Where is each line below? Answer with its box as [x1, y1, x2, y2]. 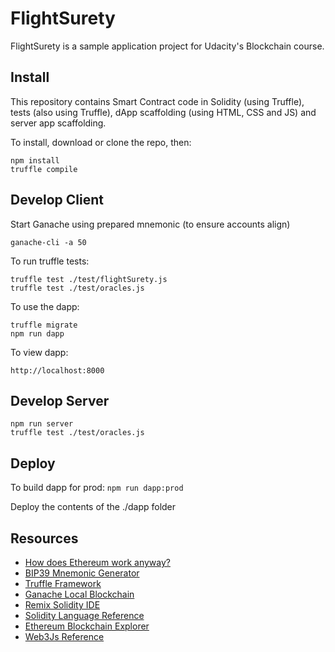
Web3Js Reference [24, 631, 105, 642]
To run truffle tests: [10, 255, 90, 267]
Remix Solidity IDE [24, 599, 101, 611]
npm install [10, 155, 60, 166]
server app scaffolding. [10, 117, 107, 129]
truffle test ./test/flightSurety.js [10, 274, 168, 284]
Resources [10, 530, 79, 547]
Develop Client [10, 192, 104, 209]
